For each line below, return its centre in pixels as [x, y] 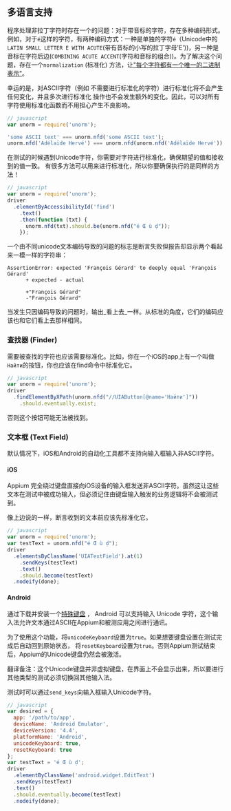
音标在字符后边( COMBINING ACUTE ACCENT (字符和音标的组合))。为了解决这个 [112, 56]
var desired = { [30, 711]
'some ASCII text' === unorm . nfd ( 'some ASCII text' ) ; [86, 137]
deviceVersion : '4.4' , [46, 731]
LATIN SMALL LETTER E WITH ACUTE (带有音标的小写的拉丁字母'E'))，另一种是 [113, 48]
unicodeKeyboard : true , [47, 743]
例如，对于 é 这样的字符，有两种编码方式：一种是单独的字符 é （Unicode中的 [112, 39]
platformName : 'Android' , [51, 737]
